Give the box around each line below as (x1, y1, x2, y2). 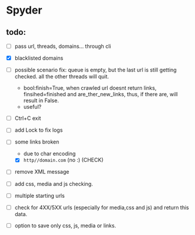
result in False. (23, 97, 59, 104)
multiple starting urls (14, 192, 65, 199)
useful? (23, 103, 42, 110)
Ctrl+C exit (14, 115, 41, 122)
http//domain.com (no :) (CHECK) (23, 156, 104, 164)
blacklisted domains (14, 54, 64, 62)
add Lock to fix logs (14, 126, 63, 133)
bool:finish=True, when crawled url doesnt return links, (23, 84, 157, 92)
